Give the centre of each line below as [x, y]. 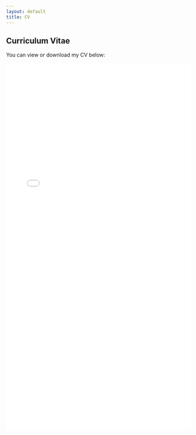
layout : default [26, 11]
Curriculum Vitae [38, 41]
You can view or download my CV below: [56, 55]
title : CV [18, 17]
